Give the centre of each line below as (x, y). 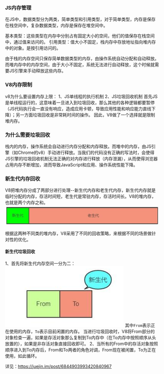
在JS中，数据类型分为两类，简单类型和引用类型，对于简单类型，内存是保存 (80, 19)
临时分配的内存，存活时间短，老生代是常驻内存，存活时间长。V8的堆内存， (81, 197)
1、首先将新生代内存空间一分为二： (40, 263)
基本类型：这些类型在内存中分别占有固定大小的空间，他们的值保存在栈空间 (80, 36)
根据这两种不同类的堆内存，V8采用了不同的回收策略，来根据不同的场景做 (79, 233)
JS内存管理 (18, 7)
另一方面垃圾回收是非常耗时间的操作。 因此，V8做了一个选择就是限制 (85, 115)
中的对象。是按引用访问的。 (33, 48)
